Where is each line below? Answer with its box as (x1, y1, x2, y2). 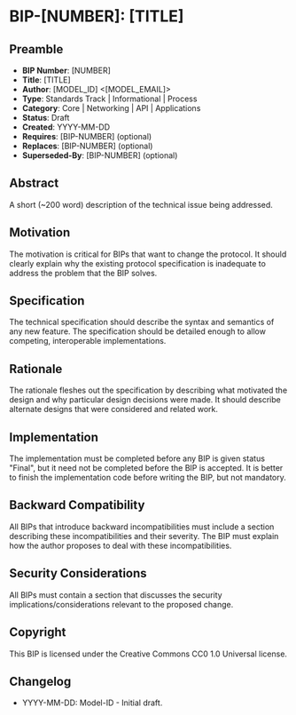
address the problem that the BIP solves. (9, 267, 158, 278)
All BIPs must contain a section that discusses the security (9, 589, 223, 600)
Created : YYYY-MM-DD (21, 122, 111, 132)
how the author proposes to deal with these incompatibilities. (9, 540, 232, 551)
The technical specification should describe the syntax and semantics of (9, 317, 275, 328)
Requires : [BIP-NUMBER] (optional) (21, 131, 152, 141)
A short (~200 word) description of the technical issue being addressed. (9, 199, 273, 210)
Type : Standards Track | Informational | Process (21, 93, 198, 104)
